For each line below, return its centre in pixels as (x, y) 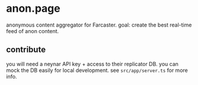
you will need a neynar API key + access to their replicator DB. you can (92, 64)
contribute (26, 50)
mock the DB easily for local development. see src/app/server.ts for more (97, 70)
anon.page (33, 9)
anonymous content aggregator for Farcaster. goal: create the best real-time (99, 25)
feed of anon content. (33, 31)
